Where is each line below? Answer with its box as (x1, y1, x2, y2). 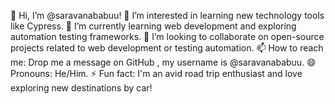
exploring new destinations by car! (10, 82, 153, 94)
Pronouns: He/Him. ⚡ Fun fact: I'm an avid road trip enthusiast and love (10, 68, 303, 79)
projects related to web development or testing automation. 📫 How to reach (10, 42, 324, 54)
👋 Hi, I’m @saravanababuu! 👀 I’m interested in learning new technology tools (10, 10, 325, 21)
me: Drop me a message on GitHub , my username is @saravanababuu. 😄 (10, 56, 317, 68)
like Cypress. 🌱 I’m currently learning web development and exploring (10, 20, 297, 32)
